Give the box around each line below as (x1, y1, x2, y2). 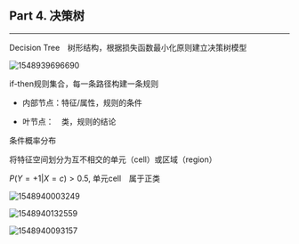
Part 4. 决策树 (9, 8, 85, 24)
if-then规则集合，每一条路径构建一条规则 (9, 78, 158, 89)
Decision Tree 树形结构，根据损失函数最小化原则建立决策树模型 (9, 42, 247, 53)
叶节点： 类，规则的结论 (21, 116, 117, 126)
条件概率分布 (9, 134, 56, 145)
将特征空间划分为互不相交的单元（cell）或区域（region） (9, 154, 217, 165)
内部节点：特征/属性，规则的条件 (21, 97, 142, 108)
